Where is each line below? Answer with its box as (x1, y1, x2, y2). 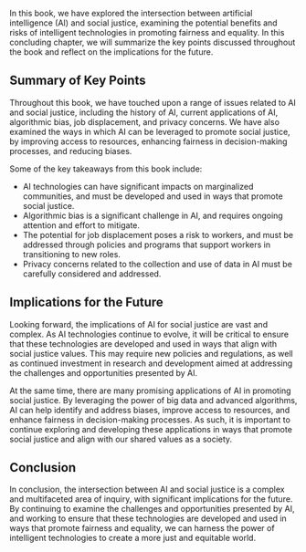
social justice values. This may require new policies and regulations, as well (9, 348, 294, 359)
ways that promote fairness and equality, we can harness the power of (9, 523, 276, 534)
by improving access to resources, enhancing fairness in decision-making (9, 136, 288, 147)
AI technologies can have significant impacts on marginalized (22, 181, 254, 192)
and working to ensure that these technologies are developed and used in (9, 513, 288, 524)
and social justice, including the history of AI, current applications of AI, (9, 107, 279, 118)
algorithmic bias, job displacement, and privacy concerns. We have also (9, 116, 280, 127)
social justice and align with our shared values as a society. (9, 433, 233, 444)
